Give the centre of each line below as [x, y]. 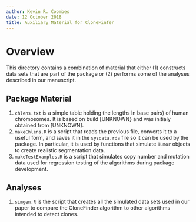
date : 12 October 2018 [34, 17]
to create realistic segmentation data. [60, 150]
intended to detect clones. [46, 214]
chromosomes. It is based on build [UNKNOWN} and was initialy [92, 119]
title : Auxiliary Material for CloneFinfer [60, 22]
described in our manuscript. [41, 80]
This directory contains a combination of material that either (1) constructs [96, 68]
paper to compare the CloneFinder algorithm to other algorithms [92, 208]
